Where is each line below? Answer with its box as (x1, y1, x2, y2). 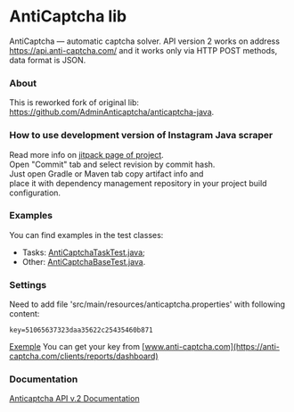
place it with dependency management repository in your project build (9, 177, 267, 188)
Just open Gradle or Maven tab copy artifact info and (9, 168, 204, 179)
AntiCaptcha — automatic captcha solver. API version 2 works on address (9, 36, 281, 46)
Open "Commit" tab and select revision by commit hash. (9, 159, 216, 169)
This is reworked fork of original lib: (9, 97, 140, 108)
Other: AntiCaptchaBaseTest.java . (21, 256, 146, 267)
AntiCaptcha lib (9, 6, 127, 27)
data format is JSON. (9, 54, 86, 65)
